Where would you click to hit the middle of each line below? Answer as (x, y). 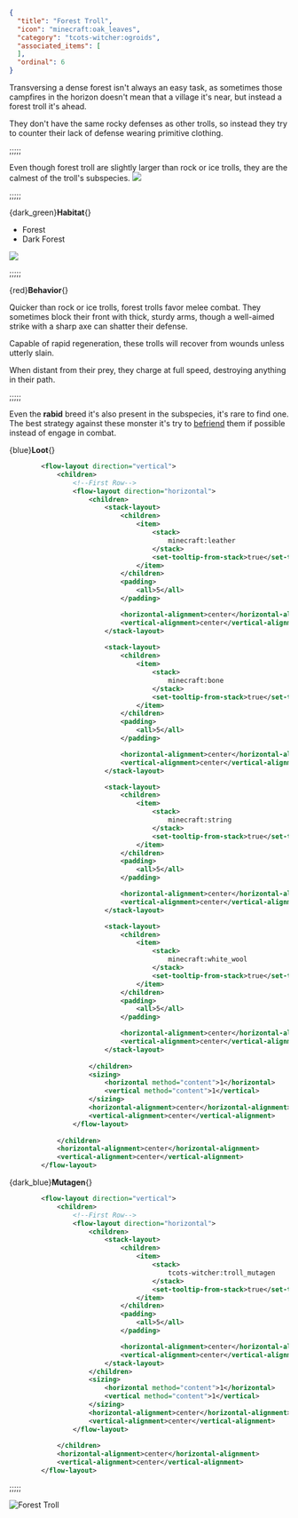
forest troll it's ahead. (48, 106)
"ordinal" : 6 (41, 62)
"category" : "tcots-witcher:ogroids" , (89, 37)
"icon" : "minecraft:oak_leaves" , (79, 29)
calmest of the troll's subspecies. (70, 178)
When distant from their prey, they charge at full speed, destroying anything (148, 370)
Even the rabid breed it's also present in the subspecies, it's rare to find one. (149, 414)
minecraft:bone (196, 680)
